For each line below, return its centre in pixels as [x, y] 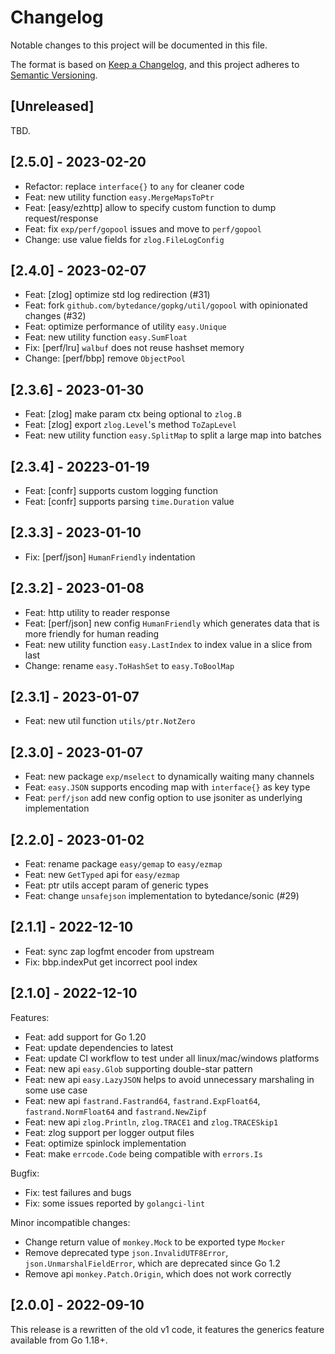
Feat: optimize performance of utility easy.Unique [125, 327]
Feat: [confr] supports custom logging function [121, 490]
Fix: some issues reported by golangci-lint [115, 1203]
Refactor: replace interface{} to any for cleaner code [134, 186]
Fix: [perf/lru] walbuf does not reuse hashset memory [134, 348]
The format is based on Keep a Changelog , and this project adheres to [155, 64]
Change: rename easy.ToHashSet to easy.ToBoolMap [129, 665]
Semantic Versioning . [54, 75]
